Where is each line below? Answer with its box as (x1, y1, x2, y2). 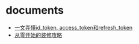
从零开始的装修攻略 (14, 31, 63, 39)
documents (5, 4, 64, 17)
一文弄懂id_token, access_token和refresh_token (14, 24, 133, 31)
